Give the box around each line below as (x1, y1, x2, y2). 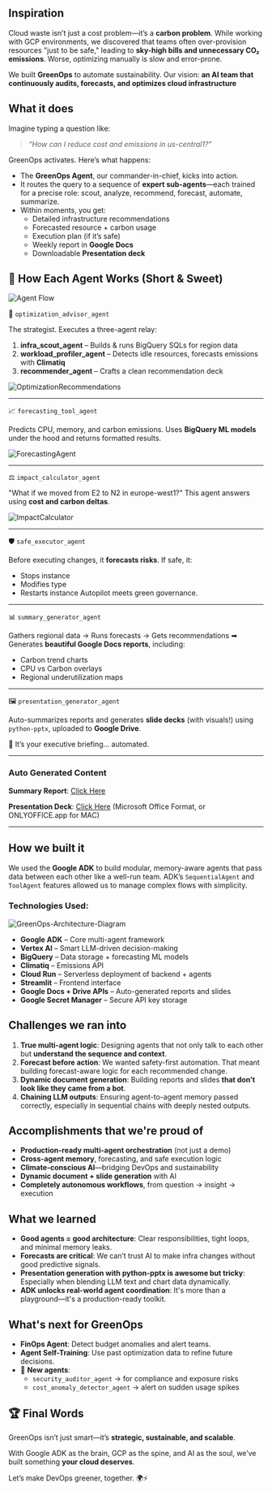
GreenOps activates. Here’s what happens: (8, 154, 151, 165)
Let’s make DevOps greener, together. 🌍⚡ (8, 1473, 148, 1483)
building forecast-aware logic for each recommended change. (19, 1065, 228, 1075)
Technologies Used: (8, 901, 89, 912)
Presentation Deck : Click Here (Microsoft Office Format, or (8, 802, 206, 811)
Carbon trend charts (19, 655, 88, 665)
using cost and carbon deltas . (8, 497, 111, 507)
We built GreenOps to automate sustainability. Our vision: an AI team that (8, 69, 254, 80)
